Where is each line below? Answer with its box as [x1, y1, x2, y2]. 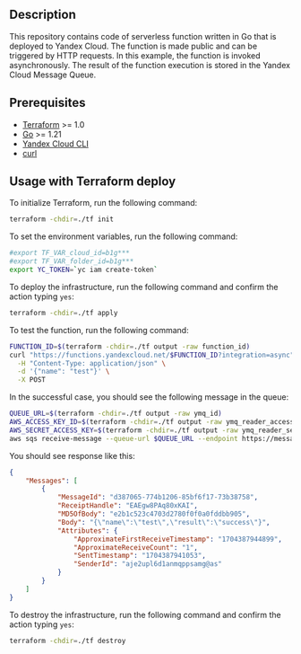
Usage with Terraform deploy [9, 174, 176, 190]
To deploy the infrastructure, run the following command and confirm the [9, 281, 279, 292]
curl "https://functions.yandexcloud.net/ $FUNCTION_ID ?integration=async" [9, 350, 295, 359]
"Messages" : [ [25, 476, 78, 485]
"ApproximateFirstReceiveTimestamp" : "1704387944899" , [73, 535, 282, 544]
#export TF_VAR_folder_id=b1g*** [9, 257, 134, 266]
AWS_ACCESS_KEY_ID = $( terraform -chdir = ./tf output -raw [9, 418, 222, 427]
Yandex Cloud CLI [21, 138, 90, 149]
